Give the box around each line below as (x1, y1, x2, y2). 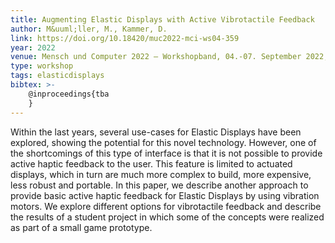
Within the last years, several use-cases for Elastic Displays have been (10, 126, 302, 138)
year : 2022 (10, 42, 56, 53)
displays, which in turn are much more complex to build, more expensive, (10, 168, 312, 180)
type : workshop (10, 61, 74, 71)
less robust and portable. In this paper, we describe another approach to (10, 179, 309, 191)
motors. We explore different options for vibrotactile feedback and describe (10, 200, 322, 212)
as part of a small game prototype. (10, 221, 153, 233)
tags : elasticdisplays (10, 71, 105, 81)
